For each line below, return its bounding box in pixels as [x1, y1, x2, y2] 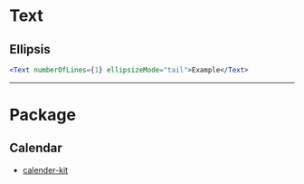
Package [9, 105, 77, 125]
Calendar [9, 140, 62, 156]
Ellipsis [9, 42, 52, 57]
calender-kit [22, 164, 69, 175]
